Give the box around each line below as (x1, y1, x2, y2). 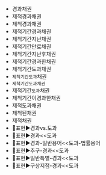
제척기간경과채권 (11, 28, 51, 35)
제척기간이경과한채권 (11, 94, 61, 101)
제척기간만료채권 (11, 43, 51, 50)
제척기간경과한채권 (11, 58, 56, 65)
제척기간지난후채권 (11, 51, 56, 57)
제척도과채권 (11, 102, 42, 109)
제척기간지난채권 (11, 35, 51, 42)
